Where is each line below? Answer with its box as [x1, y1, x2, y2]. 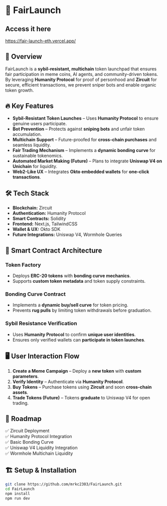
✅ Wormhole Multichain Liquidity [5, 450, 73, 457]
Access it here [5, 25, 51, 33]
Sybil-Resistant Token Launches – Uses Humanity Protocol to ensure [12, 115, 159, 121]
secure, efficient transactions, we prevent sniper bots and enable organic [5, 81, 156, 88]
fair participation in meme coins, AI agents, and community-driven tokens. [5, 71, 158, 77]
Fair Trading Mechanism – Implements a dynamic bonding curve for [12, 147, 156, 153]
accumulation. [12, 131, 42, 137]
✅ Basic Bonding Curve [5, 439, 54, 445]
